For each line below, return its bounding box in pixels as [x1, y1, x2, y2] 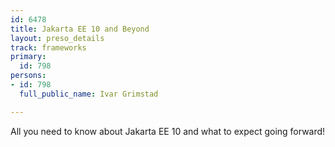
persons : [10, 71, 47, 81]
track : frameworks [10, 42, 87, 53]
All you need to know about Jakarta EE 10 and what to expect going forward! [10, 125, 326, 137]
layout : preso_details [10, 33, 105, 43]
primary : [10, 52, 47, 62]
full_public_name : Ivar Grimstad [19, 89, 159, 99]
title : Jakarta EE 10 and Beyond [10, 24, 150, 34]
